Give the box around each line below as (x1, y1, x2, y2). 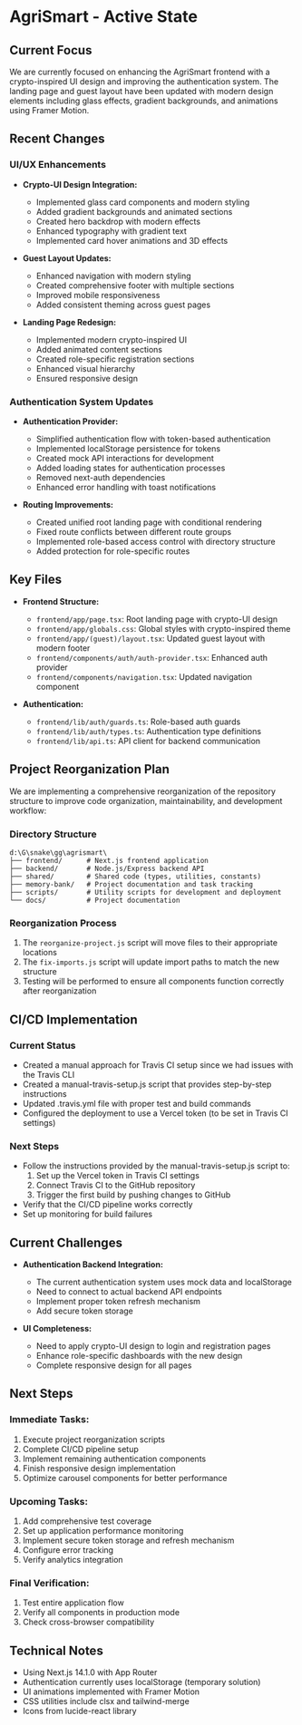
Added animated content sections (35, 344, 163, 354)
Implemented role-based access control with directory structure (35, 536, 276, 547)
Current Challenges (9, 1235, 122, 1250)
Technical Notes (9, 1643, 104, 1658)
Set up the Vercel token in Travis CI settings (35, 1170, 200, 1181)
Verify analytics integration (22, 1554, 124, 1565)
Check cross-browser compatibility (22, 1616, 155, 1628)
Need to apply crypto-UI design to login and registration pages (35, 1341, 271, 1352)
